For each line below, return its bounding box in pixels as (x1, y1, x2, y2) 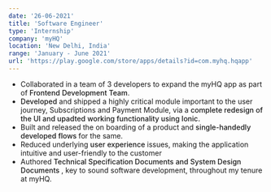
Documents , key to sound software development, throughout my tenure (20, 165, 263, 175)
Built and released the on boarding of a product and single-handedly (20, 122, 251, 132)
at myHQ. (20, 173, 52, 183)
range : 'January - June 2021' (8, 49, 111, 58)
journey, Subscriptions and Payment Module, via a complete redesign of (20, 105, 263, 114)
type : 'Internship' (8, 27, 75, 35)
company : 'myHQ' (8, 34, 63, 43)
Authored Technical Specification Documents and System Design (20, 156, 242, 166)
